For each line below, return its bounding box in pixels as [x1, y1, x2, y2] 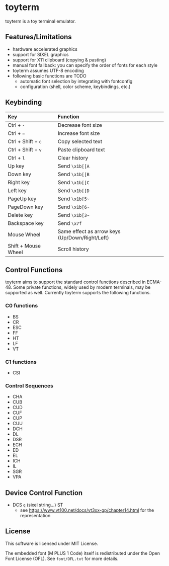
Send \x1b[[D [57, 187, 90, 194]
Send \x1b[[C [57, 179, 90, 186]
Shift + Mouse [8, 242, 41, 249]
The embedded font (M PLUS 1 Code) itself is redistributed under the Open [5, 550, 160, 556]
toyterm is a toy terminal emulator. [5, 18, 76, 24]
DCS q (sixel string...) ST [12, 502, 63, 508]
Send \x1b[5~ [57, 195, 90, 202]
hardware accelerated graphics [12, 46, 78, 52]
